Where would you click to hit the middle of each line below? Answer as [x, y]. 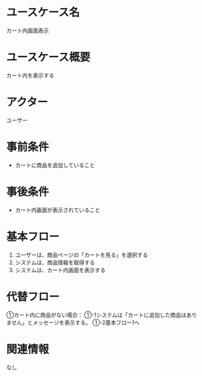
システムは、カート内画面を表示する [60, 270]
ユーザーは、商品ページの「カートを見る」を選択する [82, 255]
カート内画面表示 [28, 30]
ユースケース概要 [49, 57]
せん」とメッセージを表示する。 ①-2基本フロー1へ [75, 322]
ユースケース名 [43, 12]
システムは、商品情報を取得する [55, 262]
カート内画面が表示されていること [58, 210]
